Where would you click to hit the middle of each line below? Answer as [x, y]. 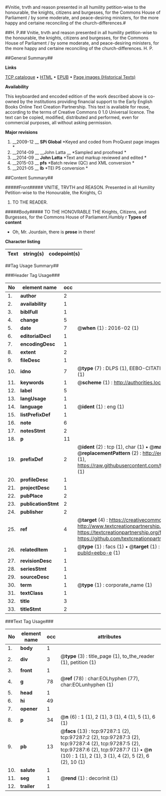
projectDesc [35, 488]
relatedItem [34, 550]
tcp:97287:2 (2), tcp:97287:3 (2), [100, 737]
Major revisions [21, 132]
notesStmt [33, 431]
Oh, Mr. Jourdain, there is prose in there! [54, 232]
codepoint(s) [64, 254]
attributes [109, 637]
